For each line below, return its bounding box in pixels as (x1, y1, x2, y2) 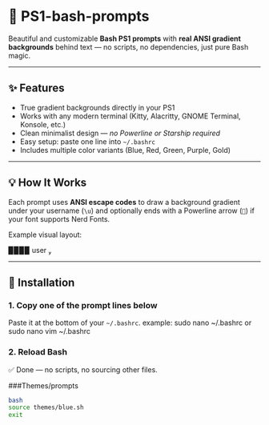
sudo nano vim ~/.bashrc (8, 327, 90, 336)
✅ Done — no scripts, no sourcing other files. (8, 364, 158, 375)
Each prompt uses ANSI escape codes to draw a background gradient (8, 197, 240, 206)
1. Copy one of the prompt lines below (8, 299, 158, 311)
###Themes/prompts (8, 380, 78, 391)
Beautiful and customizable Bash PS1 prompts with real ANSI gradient (8, 34, 242, 43)
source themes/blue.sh (8, 403, 84, 411)
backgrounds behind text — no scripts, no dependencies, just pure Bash (8, 42, 249, 51)
